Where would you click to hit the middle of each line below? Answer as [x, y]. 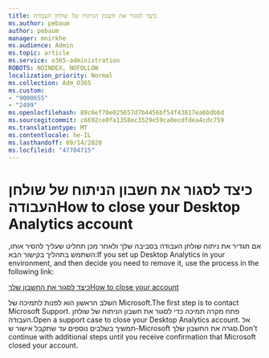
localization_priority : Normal [61, 75]
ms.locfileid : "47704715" [51, 150]
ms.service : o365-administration [64, 61]
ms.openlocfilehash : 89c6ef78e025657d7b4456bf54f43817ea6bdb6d [116, 113]
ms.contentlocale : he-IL [50, 135]
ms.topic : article [39, 53]
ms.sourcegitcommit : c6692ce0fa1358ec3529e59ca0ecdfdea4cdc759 [116, 120]
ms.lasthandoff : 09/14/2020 [55, 142]
